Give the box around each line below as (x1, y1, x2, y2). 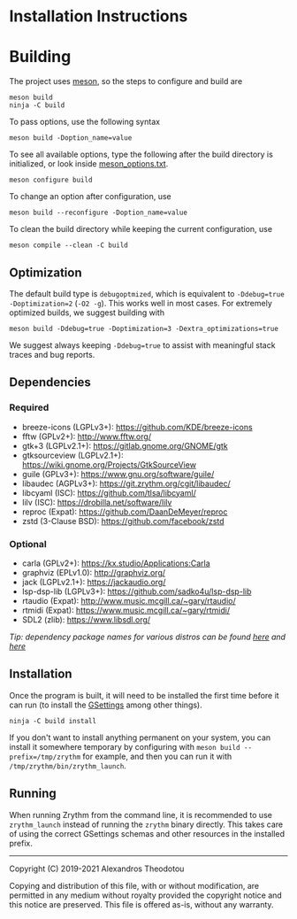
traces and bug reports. (9, 349, 95, 359)
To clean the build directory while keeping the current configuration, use (9, 224, 272, 235)
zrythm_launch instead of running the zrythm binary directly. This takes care (9, 819, 284, 830)
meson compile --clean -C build (9, 241, 128, 250)
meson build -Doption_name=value (9, 134, 133, 143)
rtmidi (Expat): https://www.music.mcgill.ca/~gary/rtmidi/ (21, 605, 231, 615)
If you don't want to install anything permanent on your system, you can (9, 732, 271, 743)
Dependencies (9, 375, 91, 390)
